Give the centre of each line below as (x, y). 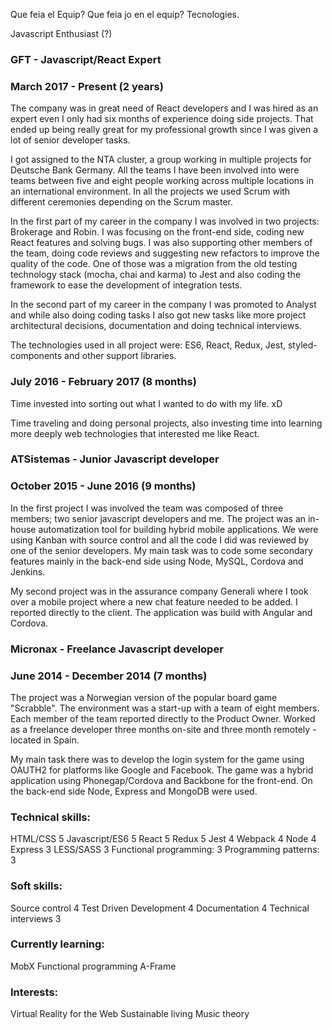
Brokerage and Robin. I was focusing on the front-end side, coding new (157, 232)
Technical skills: (50, 817)
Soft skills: (36, 886)
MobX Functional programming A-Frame (93, 966)
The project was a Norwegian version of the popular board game (144, 697)
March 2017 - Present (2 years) (87, 86)
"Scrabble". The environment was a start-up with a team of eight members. (165, 708)
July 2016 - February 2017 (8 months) (103, 382)
